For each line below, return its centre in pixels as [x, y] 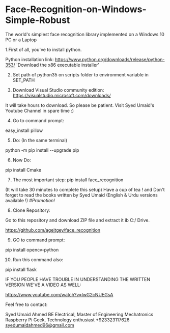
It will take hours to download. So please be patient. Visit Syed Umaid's [80, 105]
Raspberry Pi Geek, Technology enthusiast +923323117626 [67, 320]
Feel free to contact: [26, 304]
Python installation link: [30, 59]
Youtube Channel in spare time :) [40, 110]
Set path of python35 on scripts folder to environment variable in [80, 74]
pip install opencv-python [32, 249]
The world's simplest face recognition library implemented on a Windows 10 [85, 34]
